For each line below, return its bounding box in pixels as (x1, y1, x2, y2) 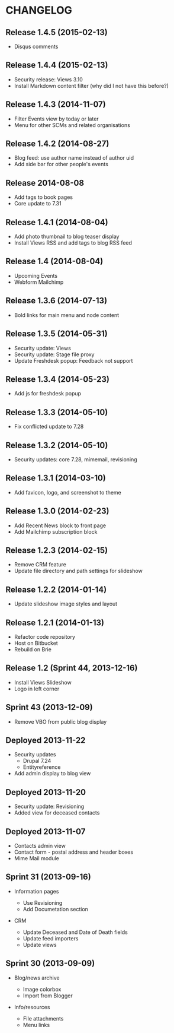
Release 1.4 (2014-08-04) (5, 256, 104, 267)
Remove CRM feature (14, 561, 66, 568)
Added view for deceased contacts (14, 809, 100, 816)
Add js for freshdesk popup (14, 390, 81, 397)
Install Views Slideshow (14, 679, 72, 686)
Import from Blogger (22, 992, 73, 999)
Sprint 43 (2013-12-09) (5, 702, 93, 712)
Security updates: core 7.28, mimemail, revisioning (14, 455, 137, 463)
